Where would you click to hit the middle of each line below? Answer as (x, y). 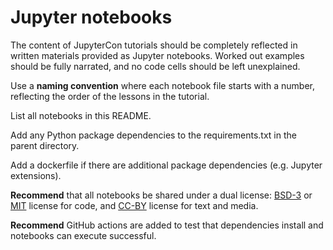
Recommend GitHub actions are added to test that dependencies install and (167, 225)
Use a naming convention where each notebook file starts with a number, (162, 85)
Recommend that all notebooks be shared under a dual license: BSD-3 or (161, 195)
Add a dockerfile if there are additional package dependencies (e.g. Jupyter (166, 165)
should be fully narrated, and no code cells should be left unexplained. (155, 66)
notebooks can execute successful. (83, 235)
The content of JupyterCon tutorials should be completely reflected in (154, 45)
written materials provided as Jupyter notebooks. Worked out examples (157, 55)
